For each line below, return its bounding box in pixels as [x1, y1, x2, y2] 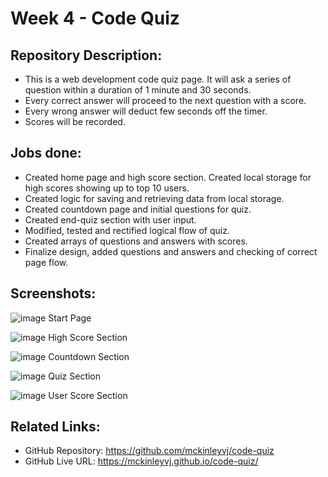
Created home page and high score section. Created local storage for [24, 171, 312, 183]
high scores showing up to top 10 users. [24, 182, 190, 194]
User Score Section [48, 389, 128, 401]
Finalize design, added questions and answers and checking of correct [24, 245, 318, 257]
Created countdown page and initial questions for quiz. [24, 203, 252, 215]
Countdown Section [48, 350, 130, 362]
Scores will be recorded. [24, 116, 126, 127]
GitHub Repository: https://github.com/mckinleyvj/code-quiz [24, 445, 275, 457]
